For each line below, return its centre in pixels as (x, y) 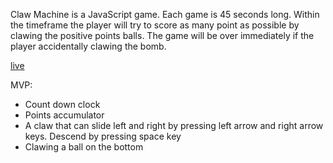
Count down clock (62, 104)
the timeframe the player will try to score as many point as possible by (155, 25)
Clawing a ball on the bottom (84, 147)
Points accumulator (64, 115)
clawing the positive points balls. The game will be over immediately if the (162, 35)
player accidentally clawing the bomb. (88, 46)
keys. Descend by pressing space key (103, 136)
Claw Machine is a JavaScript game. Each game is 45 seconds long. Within (165, 14)
